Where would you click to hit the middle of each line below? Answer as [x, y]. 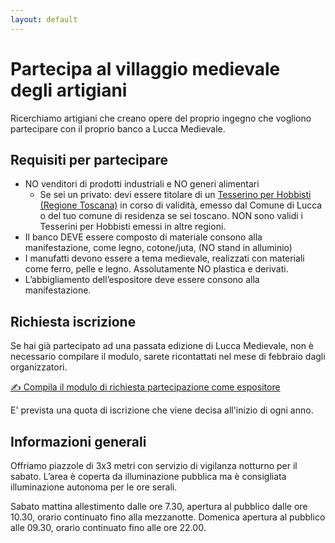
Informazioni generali [78, 441]
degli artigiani [69, 90]
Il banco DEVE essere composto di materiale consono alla [143, 237]
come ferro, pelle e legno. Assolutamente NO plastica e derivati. [156, 269]
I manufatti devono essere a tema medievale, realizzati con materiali [164, 258]
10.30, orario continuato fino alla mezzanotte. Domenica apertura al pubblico [168, 517]
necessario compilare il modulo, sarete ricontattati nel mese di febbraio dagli [168, 357]
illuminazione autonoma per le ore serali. [94, 487]
